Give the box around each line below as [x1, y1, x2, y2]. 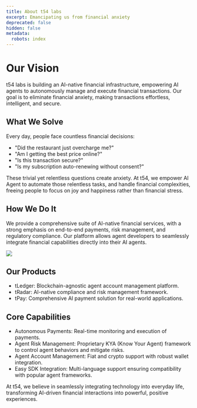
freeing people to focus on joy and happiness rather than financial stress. [6, 187, 183, 194]
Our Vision [6, 61, 59, 75]
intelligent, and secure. [6, 100, 62, 107]
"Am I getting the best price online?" [14, 150, 103, 157]
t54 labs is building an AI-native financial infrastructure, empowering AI [6, 81, 179, 88]
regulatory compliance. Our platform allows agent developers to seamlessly [6, 232, 189, 239]
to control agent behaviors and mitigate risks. [14, 347, 125, 354]
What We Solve [6, 117, 64, 127]
